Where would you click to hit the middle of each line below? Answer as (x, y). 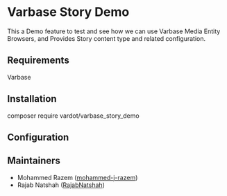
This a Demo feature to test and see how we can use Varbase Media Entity (114, 31)
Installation (32, 99)
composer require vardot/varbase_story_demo (74, 116)
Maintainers (34, 161)
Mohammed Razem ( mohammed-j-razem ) (77, 177)
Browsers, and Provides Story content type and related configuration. (107, 38)
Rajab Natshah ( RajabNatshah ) (61, 185)
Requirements (38, 61)
